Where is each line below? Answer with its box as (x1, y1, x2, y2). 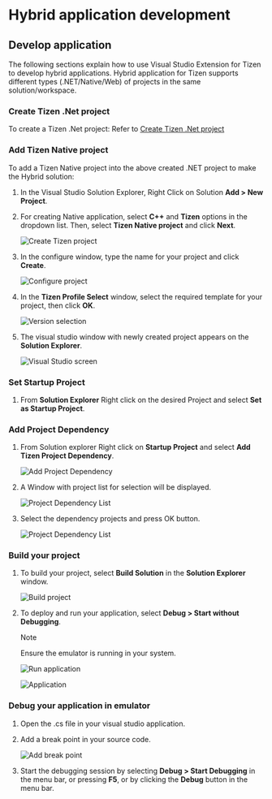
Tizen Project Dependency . (19, 451, 114, 460)
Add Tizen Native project (8, 145, 109, 156)
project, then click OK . (19, 300, 96, 310)
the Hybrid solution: (8, 171, 75, 181)
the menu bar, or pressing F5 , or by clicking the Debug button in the (19, 774, 248, 784)
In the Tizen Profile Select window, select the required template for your (19, 292, 262, 301)
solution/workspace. (8, 85, 77, 95)
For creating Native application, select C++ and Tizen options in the (19, 211, 248, 221)
